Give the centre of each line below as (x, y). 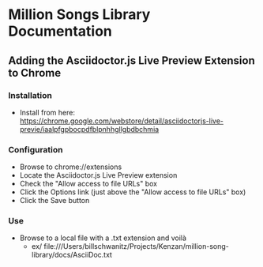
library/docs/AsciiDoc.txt (72, 255)
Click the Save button (54, 201)
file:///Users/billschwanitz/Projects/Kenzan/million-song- (136, 246)
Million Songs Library (79, 15)
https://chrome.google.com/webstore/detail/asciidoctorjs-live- (121, 121)
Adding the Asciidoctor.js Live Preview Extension (131, 60)
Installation (30, 95)
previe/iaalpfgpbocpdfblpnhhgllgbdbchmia (89, 129)
